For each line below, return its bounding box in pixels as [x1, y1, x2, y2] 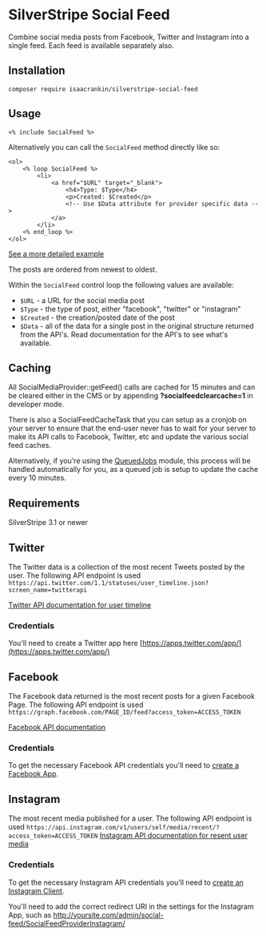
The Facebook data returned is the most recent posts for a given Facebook [8, 692, 256, 701]
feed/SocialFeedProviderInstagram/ [8, 918, 125, 928]
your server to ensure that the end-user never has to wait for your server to [8, 423, 256, 434]
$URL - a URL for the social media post [19, 295, 145, 305]
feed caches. [8, 441, 52, 450]
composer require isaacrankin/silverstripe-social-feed [8, 85, 198, 93]
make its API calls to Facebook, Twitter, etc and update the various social [8, 432, 249, 442]
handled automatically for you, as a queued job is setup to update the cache [8, 465, 259, 474]
